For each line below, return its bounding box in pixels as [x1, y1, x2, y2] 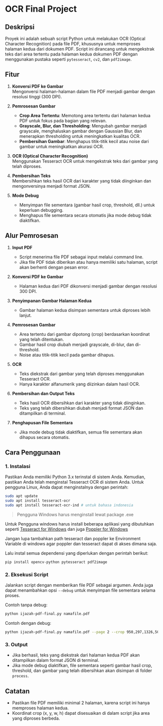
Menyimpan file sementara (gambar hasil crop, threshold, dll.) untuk [19, 202, 155, 208]
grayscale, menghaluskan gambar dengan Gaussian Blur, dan [19, 128, 142, 134]
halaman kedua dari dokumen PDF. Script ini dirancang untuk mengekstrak [5, 46, 155, 52]
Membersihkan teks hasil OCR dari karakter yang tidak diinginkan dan [12, 178, 151, 183]
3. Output [5, 641, 28, 648]
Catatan [5, 687, 30, 695]
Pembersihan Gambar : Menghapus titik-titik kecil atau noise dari [19, 138, 149, 144]
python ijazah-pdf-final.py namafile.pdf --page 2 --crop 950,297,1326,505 [5, 629, 162, 635]
